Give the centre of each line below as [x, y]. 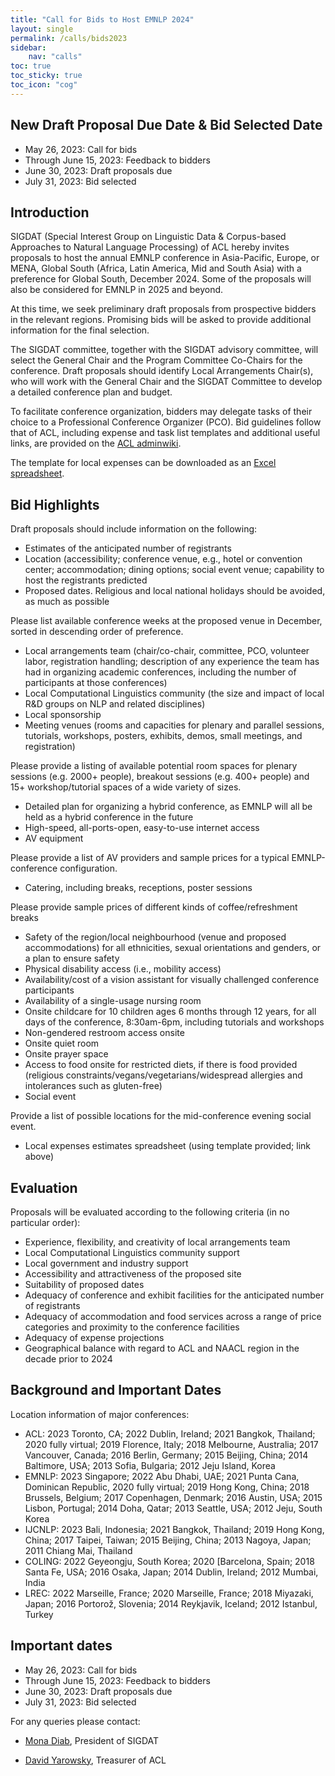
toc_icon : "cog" [44, 85]
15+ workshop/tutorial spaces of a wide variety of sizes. [126, 787]
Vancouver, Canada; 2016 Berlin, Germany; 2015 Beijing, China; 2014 [166, 1455]
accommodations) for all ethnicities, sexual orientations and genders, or [173, 948]
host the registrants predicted [86, 580]
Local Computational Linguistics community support [132, 1252]
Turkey [39, 1614]
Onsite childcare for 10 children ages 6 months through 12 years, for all [170, 1012]
